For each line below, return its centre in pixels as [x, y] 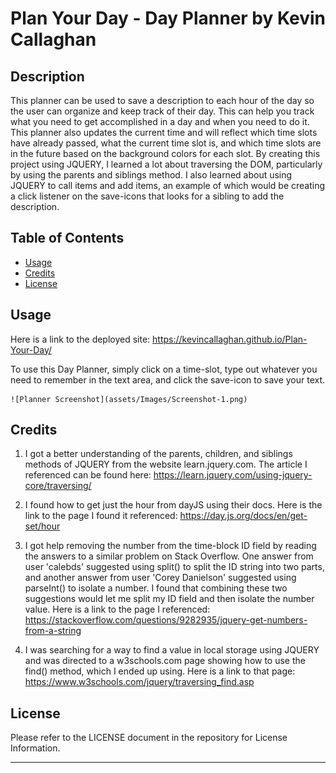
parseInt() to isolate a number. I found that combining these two [156, 588]
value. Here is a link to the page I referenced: [117, 609]
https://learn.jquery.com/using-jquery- [233, 475]
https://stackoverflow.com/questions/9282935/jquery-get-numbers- [166, 620]
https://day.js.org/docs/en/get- [243, 516]
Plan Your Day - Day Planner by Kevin [168, 18]
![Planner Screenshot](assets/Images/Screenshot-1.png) [129, 399]
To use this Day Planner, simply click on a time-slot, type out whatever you [164, 369]
